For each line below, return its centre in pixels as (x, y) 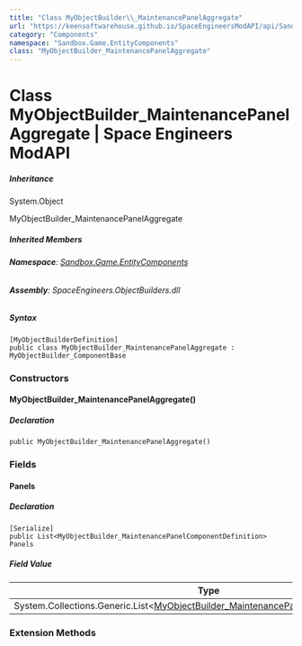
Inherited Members (46, 239)
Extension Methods (53, 632)
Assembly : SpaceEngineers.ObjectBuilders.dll (95, 290)
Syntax (23, 318)
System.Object (36, 201)
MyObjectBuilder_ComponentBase (68, 355)
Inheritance (31, 178)
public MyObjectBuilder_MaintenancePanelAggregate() (110, 442)
